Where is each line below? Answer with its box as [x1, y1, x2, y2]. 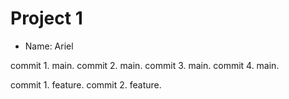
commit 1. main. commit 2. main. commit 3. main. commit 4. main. [10, 59, 280, 71]
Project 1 [10, 7, 83, 30]
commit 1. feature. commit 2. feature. [10, 78, 162, 91]
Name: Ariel [24, 40, 74, 52]
